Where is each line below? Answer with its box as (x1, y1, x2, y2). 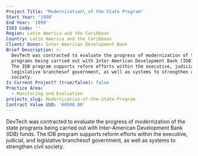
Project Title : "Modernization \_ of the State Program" (6, 8, 144, 15)
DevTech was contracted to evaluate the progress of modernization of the (6, 118, 186, 125)
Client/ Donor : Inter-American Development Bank (6, 42, 128, 48)
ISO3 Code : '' (6, 25, 41, 31)
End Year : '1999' (6, 19, 49, 25)
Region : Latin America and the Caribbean (6, 31, 110, 36)
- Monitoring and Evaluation (11, 91, 83, 97)
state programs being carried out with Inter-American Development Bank (6, 124, 183, 131)
